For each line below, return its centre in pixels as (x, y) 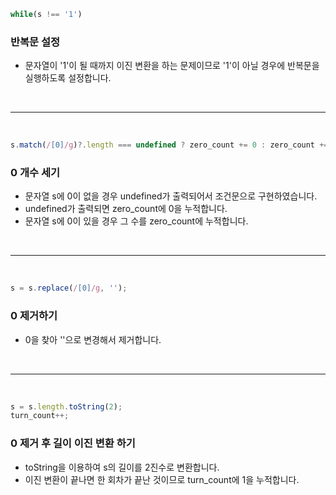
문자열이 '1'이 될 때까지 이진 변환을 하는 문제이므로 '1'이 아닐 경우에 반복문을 (172, 66)
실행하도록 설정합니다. (68, 78)
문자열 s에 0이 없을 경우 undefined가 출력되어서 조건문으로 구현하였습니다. (171, 196)
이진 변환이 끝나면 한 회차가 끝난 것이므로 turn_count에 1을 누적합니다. (162, 479)
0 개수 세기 (35, 172)
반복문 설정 (35, 42)
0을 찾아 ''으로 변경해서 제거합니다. (93, 339)
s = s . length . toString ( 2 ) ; (66, 406)
